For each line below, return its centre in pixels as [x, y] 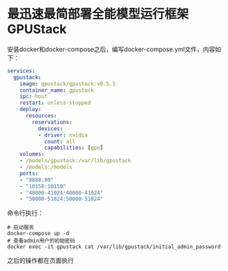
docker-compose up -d [38, 234]
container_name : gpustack [57, 90]
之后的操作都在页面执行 [40, 261]
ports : [29, 173]
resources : [41, 116]
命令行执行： [25, 213]
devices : [50, 128]
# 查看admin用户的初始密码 [41, 241]
